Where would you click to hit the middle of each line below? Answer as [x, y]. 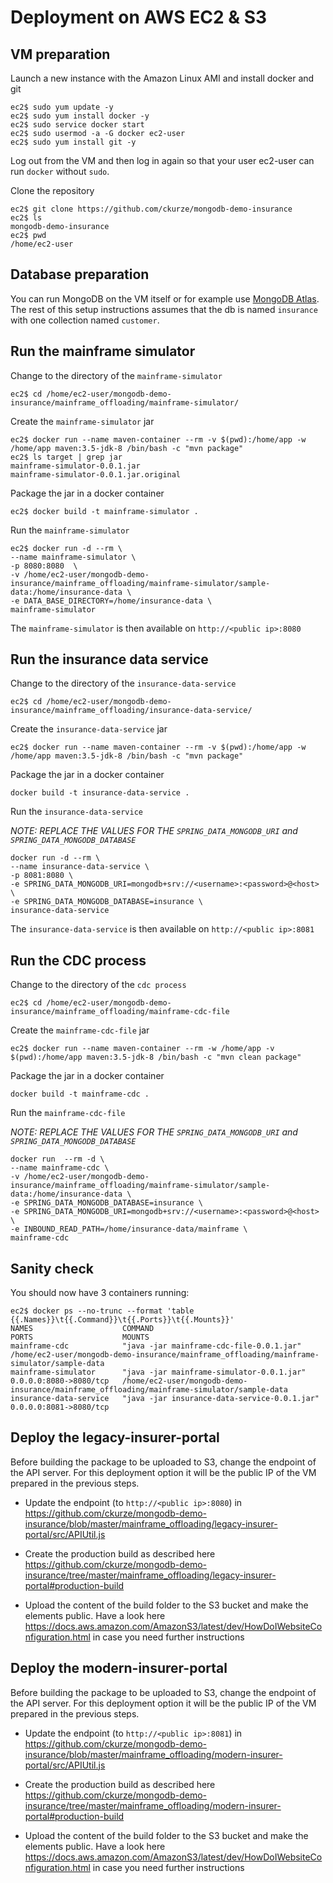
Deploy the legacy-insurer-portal [115, 1437]
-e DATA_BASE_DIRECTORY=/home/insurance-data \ [111, 601]
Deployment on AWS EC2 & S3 [139, 17]
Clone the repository [52, 190]
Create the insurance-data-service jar [89, 729]
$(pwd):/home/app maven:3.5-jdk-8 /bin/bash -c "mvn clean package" [156, 1057]
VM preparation [60, 54]
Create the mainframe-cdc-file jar [80, 1030]
